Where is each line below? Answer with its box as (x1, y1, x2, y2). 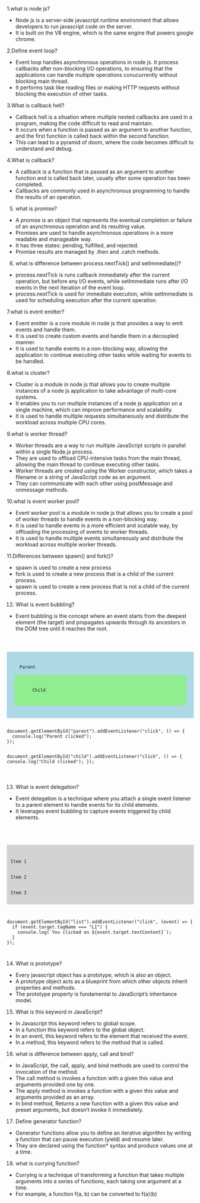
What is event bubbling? (15, 601, 75, 608)
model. (15, 997, 33, 1004)
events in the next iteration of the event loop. (15, 284, 125, 291)
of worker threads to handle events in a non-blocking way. (15, 515, 158, 523)
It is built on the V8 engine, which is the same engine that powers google (15, 29, 193, 36)
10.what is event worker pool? (7, 498, 80, 505)
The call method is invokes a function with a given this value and (15, 1075, 174, 1082)
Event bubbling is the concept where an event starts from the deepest (15, 613, 186, 619)
